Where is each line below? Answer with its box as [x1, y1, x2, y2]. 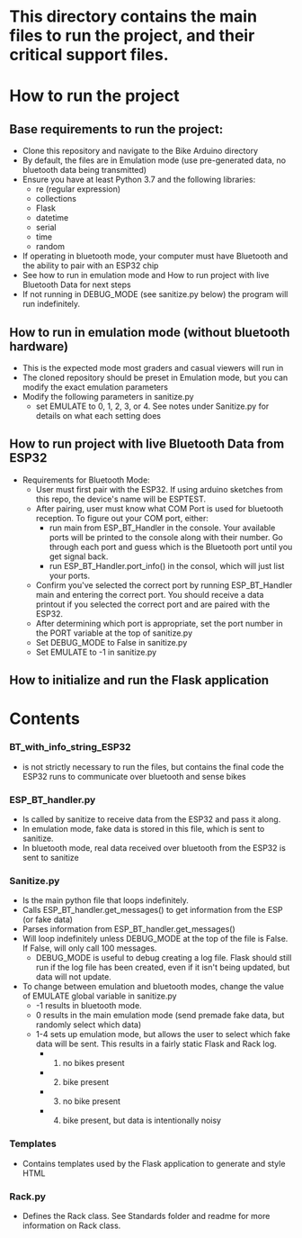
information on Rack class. [22, 1220, 121, 1231]
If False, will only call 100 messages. [22, 943, 157, 953]
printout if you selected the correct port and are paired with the [35, 599, 271, 610]
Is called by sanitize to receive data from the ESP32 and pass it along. [22, 813, 281, 825]
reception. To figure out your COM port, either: [35, 512, 209, 523]
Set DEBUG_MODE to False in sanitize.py [35, 637, 188, 647]
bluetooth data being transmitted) [22, 165, 147, 176]
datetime [35, 212, 69, 223]
